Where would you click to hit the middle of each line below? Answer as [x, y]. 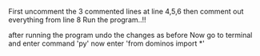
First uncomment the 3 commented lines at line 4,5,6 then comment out [126, 11]
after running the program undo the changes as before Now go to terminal [130, 35]
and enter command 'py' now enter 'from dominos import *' [107, 43]
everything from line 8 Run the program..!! [77, 20]
